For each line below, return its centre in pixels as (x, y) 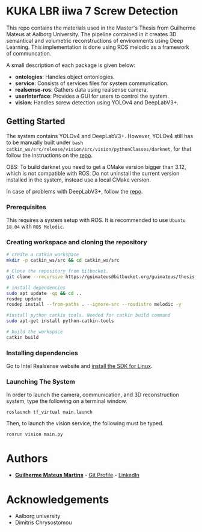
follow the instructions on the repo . (50, 155)
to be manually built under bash (45, 142)
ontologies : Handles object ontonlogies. (65, 77)
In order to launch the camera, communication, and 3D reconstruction (93, 395)
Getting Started (36, 122)
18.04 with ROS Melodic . (35, 227)
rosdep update (24, 299)
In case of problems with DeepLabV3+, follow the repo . (75, 191)
